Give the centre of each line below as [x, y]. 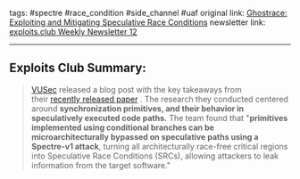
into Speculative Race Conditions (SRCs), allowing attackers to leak [155, 156]
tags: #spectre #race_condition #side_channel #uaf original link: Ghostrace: [148, 13]
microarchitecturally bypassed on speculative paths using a [145, 136]
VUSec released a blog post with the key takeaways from [137, 89]
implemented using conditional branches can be [122, 127]
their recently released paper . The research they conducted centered [159, 99]
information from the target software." [101, 165]
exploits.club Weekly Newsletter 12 [74, 32]
